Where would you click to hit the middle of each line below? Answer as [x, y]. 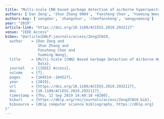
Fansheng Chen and [57, 50]
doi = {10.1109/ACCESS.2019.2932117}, [55, 91]
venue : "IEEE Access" [27, 32]
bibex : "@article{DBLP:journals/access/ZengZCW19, [58, 37]
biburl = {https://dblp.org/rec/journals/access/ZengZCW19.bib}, [81, 100]
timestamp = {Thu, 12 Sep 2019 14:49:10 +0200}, [60, 95]
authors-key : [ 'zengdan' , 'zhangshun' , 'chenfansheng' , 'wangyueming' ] [79, 18]
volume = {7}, [27, 73]
